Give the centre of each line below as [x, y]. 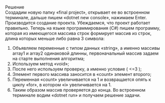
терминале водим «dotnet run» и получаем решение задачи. [76, 95]
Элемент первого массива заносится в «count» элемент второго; [82, 74]
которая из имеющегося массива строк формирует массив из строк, [78, 33]
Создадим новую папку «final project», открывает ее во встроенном [77, 12]
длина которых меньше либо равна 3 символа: [55, 38]
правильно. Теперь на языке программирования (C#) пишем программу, [83, 28]
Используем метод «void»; [41, 64]
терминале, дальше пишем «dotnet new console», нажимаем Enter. [76, 17]
